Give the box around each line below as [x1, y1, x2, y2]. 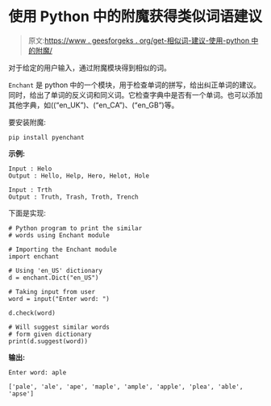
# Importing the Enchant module [8, 245, 117, 253]
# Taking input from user [8, 287, 95, 295]
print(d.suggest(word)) [8, 337, 89, 345]
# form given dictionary [8, 330, 92, 338]
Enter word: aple [8, 368, 67, 376]
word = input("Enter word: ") [8, 295, 110, 303]
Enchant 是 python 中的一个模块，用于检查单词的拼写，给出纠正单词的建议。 [8, 80, 261, 90]
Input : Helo [8, 165, 52, 173]
